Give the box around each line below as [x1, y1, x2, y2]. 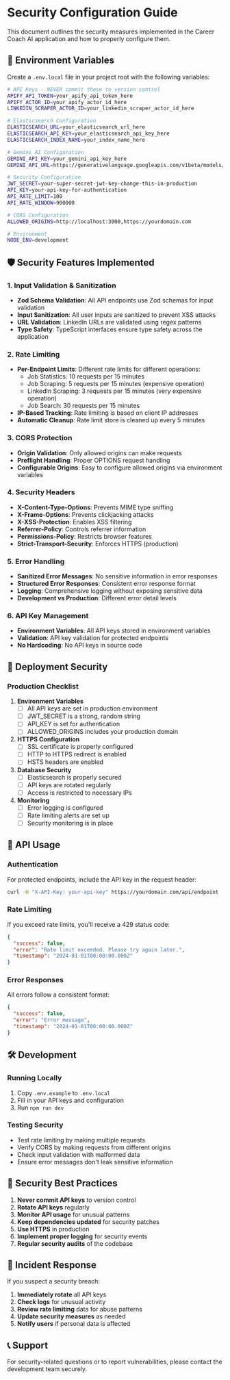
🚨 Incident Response [7, 1260, 97, 1271]
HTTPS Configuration [16, 735, 80, 743]
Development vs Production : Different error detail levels [16, 594, 177, 602]
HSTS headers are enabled [27, 758, 104, 766]
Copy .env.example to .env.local [16, 1088, 111, 1097]
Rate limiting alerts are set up [27, 811, 110, 819]
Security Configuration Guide [7, 5, 178, 21]
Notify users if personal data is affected [16, 1320, 131, 1328]
